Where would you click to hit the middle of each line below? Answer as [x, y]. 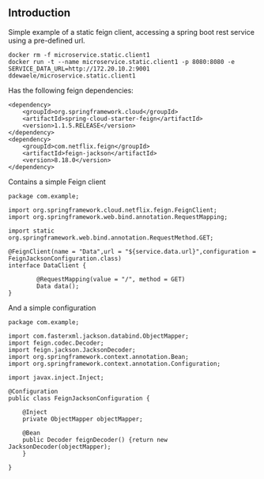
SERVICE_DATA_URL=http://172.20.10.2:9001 [79, 69]
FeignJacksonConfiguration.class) [65, 258]
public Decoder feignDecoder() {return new [95, 439]
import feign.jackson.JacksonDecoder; [72, 350]
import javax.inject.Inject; [56, 377]
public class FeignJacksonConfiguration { [79, 398]
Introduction [40, 13]
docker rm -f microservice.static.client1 [79, 55]
